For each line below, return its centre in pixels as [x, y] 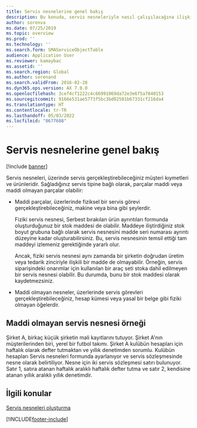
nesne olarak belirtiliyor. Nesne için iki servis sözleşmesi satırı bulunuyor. [94, 362]
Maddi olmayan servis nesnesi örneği [76, 324]
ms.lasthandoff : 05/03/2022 [40, 115]
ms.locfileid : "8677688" [36, 121]
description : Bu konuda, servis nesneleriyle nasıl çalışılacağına [90, 17]
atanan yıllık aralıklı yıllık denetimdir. [49, 375]
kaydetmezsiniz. [34, 281]
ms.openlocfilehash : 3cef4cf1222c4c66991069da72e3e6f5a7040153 [85, 94]
